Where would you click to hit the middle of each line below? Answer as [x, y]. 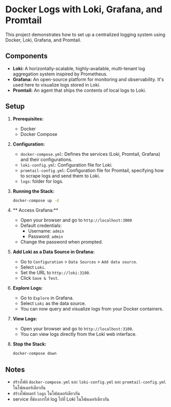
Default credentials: [41, 226]
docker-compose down [35, 354]
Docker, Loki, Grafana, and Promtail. [43, 40]
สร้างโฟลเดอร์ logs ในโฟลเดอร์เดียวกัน [46, 394]
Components [26, 56]
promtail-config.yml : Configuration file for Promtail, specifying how [92, 170]
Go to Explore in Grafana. [47, 298]
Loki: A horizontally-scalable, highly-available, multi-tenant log [79, 68]
